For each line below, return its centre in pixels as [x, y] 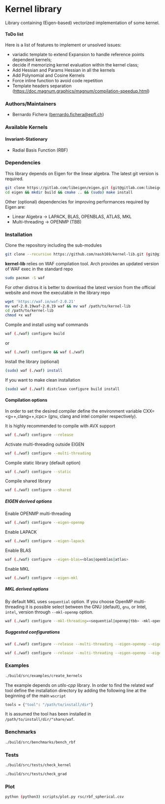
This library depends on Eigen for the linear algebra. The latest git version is [82, 173]
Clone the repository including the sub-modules [54, 245]
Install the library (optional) [32, 361]
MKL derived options [27, 589]
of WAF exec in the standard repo [39, 269]
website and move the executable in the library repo [58, 292]
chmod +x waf [18, 315]
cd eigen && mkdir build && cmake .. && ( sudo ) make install [69, 192]
